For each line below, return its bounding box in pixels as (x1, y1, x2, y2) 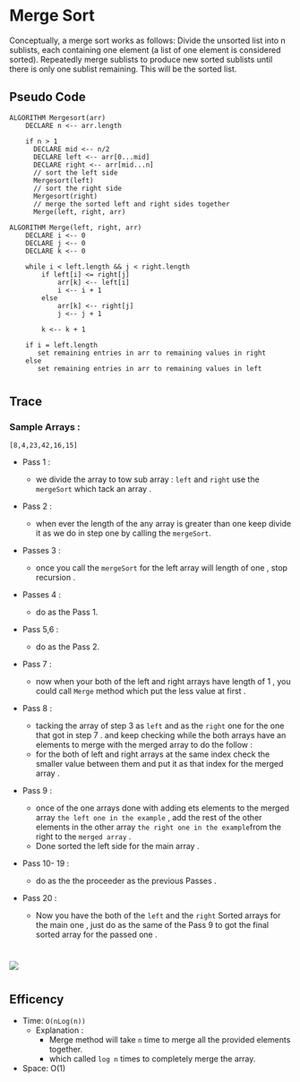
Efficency (9, 992, 64, 1007)
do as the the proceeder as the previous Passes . (35, 875, 217, 887)
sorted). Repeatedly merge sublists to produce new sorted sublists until (9, 54, 273, 64)
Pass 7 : (21, 659, 52, 670)
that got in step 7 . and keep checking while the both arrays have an (35, 730, 287, 741)
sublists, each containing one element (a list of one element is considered (9, 44, 281, 55)
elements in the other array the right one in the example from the (35, 821, 282, 833)
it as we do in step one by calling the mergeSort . (35, 528, 212, 538)
